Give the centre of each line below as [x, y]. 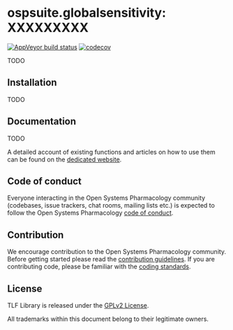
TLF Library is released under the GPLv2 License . [78, 305]
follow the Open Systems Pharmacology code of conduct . [90, 213]
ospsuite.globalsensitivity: [87, 13]
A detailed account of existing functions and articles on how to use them [111, 152]
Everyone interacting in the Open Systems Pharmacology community [106, 198]
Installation [32, 83]
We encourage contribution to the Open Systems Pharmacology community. [117, 252]
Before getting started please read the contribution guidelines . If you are [111, 259]
